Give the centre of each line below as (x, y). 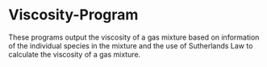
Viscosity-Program (73, 15)
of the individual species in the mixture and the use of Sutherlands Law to (131, 45)
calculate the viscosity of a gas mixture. (75, 54)
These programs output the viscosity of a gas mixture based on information (134, 37)
